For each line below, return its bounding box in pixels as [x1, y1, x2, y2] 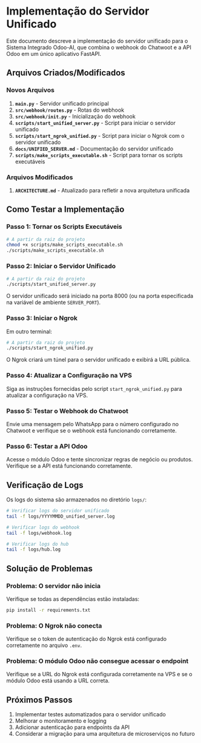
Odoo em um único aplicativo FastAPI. [6, 50, 102, 57]
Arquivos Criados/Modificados [6, 68, 125, 78]
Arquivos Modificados [6, 173, 73, 182]
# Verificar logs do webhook [6, 524, 80, 531]
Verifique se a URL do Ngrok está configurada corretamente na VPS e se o [6, 671, 193, 678]
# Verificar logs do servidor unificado [6, 508, 110, 514]
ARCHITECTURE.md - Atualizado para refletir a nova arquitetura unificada [15, 186, 190, 194]
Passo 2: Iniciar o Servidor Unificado [6, 262, 116, 271]
